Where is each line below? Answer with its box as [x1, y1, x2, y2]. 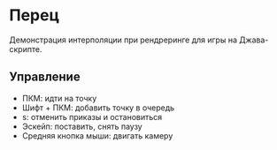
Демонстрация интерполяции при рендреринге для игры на [9, 34, 237, 45]
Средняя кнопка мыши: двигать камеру [21, 130, 173, 141]
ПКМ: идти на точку [21, 93, 97, 103]
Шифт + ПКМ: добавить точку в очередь [21, 102, 175, 113]
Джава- [238, 34, 269, 45]
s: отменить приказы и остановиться [21, 111, 163, 122]
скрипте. [9, 43, 42, 54]
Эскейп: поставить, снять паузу [21, 121, 143, 131]
